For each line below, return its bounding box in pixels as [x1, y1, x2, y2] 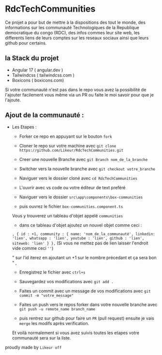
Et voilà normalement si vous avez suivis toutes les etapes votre [12, 330, 139, 336]
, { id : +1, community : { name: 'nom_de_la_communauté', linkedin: [12, 231, 156, 236]
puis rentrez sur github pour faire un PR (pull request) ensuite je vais [19, 315, 154, 321]
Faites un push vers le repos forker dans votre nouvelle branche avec [19, 302, 158, 307]
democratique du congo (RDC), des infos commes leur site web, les [5, 30, 140, 35]
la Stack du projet [5, 54, 59, 63]
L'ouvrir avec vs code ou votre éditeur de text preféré [19, 184, 126, 190]
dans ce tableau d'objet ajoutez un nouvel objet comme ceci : [19, 222, 142, 228]
